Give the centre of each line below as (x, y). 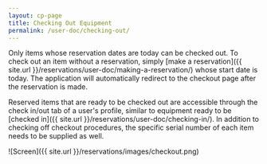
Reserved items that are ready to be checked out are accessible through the (133, 102)
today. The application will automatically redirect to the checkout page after (132, 78)
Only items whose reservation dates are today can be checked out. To (124, 53)
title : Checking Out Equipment (60, 23)
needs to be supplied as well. (56, 136)
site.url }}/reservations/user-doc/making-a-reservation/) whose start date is (133, 70)
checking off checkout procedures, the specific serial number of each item (131, 127)
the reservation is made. (48, 87)
